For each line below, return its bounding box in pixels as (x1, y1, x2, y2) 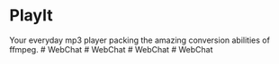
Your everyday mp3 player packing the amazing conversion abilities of (9, 35, 270, 45)
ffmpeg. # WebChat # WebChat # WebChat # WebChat (9, 44, 213, 54)
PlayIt (9, 5, 53, 26)
